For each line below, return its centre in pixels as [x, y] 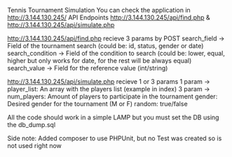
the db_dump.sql [32, 125]
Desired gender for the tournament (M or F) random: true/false [97, 104]
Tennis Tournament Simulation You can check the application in [99, 10]
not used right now [34, 145]
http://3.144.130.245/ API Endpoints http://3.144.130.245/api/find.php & [109, 17]
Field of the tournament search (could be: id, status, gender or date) [105, 46]
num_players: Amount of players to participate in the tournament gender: [112, 96]
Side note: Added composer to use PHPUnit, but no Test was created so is [115, 138]
